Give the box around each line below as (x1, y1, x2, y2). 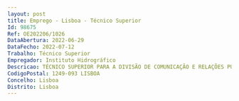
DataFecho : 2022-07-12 (7, 43, 75, 51)
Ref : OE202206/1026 (7, 30, 65, 38)
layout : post (7, 10, 46, 18)
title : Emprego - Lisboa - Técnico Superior (7, 17, 142, 24)
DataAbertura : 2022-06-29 (7, 37, 84, 44)
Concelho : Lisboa (7, 76, 59, 84)
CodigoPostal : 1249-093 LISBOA (7, 70, 100, 77)
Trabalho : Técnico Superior (7, 51, 91, 58)
